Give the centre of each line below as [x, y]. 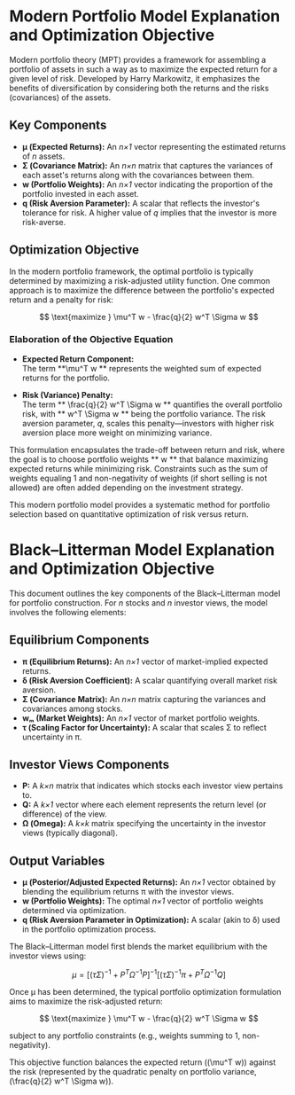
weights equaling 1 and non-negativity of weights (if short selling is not [138, 478]
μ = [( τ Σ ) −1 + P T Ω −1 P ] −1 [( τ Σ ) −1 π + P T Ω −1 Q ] [149, 974]
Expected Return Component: [78, 359]
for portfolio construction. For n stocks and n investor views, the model [139, 602]
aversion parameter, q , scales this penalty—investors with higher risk [148, 423]
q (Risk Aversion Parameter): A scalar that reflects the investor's [140, 203]
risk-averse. [44, 222]
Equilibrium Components [79, 640]
